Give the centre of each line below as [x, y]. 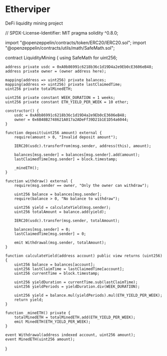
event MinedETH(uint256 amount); [40, 339]
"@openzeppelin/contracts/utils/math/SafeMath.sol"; [60, 48]
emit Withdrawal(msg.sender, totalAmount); [60, 243]
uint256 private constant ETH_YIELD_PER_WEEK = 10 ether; [67, 102]
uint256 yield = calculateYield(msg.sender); [63, 207]
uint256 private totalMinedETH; [39, 89]
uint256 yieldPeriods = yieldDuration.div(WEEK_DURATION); [77, 286]
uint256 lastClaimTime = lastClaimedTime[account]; [69, 269]
